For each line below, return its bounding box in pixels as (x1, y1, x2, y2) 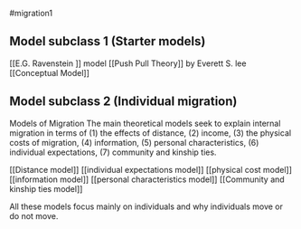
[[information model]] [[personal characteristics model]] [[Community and (9, 174, 285, 185)
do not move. (9, 210, 59, 221)
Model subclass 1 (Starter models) (9, 33, 206, 49)
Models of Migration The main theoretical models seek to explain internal (9, 118, 281, 129)
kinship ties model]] (9, 183, 83, 194)
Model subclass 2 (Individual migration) (9, 94, 238, 110)
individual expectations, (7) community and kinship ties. (9, 147, 217, 157)
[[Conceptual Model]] (9, 67, 90, 78)
